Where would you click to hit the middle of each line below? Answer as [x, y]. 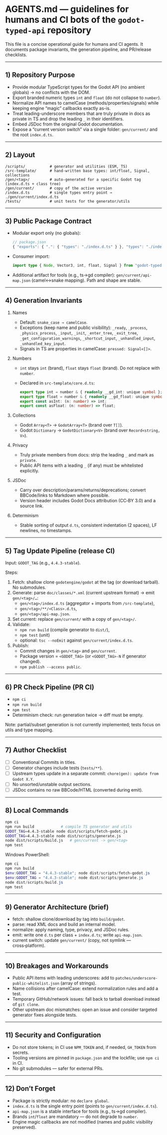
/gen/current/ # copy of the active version [59, 188]
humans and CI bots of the [61, 20]
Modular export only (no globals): [46, 233]
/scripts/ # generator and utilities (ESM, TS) [66, 166]
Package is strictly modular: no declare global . [61, 1101]
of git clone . [26, 1004]
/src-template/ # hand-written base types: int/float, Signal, [78, 171]
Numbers [22, 358]
